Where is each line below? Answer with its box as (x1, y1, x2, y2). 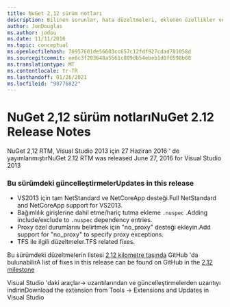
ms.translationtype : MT (7, 61, 75, 68)
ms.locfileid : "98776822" (7, 80, 81, 87)
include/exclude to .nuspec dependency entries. (16, 216, 153, 224)
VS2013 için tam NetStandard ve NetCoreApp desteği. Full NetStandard (16, 194, 217, 202)
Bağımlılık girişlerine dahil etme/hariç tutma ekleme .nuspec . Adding (16, 208, 208, 217)
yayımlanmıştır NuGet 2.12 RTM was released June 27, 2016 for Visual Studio (7, 154, 222, 162)
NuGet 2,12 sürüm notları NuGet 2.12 (7, 110, 214, 125)
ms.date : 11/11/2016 (7, 36, 66, 42)
